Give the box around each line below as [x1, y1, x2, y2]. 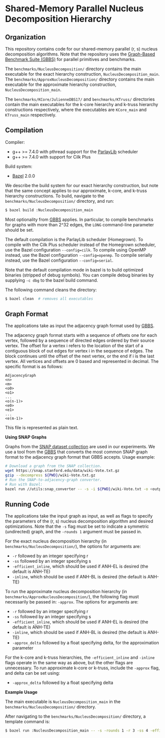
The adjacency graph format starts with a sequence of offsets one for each [5, 332, 157, 338]
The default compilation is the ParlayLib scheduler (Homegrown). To [5, 236, 143, 242]
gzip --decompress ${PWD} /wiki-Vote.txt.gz [5, 473, 96, 478]
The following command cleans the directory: [5, 287, 97, 293]
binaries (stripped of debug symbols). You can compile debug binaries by [5, 272, 154, 278]
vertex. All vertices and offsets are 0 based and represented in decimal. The [5, 358, 159, 364]
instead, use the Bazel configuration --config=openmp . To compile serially [5, 252, 153, 258]
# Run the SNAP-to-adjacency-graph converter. [5, 477, 102, 482]
